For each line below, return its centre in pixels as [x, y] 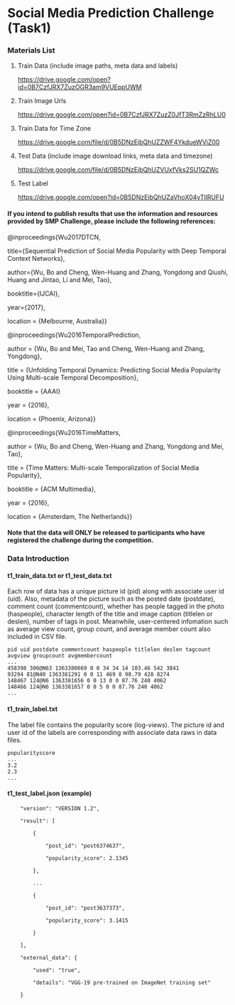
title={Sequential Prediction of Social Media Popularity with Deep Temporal [117, 251]
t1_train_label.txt [33, 709]
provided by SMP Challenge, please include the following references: [111, 221]
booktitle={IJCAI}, [34, 294]
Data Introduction [38, 559]
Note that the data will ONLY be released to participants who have [106, 533]
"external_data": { [49, 957]
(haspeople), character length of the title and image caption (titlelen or [110, 614]
